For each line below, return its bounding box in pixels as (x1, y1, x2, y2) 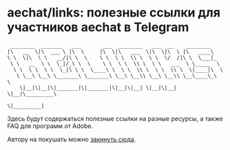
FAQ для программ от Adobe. (7, 122, 93, 130)
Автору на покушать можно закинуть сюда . (7, 135, 136, 143)
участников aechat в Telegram (7, 19, 189, 35)
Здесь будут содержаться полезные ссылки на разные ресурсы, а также (7, 114, 223, 122)
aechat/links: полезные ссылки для (7, 5, 220, 21)
